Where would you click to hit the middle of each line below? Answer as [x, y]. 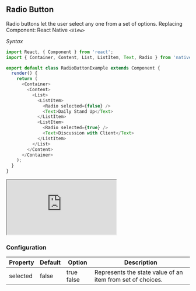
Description [141, 262]
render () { [24, 73]
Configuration [26, 247]
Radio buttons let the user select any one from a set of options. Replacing [94, 23]
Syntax [15, 41]
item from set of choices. [129, 280]
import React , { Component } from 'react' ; [60, 52]
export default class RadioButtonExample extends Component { [83, 68]
